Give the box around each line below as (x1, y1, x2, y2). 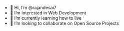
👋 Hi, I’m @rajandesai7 (9, 5, 56, 10)
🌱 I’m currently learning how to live (9, 15, 81, 21)
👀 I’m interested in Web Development (9, 10, 86, 16)
